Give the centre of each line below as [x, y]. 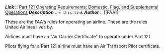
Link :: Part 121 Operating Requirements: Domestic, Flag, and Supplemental [82, 7]
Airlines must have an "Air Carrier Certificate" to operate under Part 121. [78, 37]
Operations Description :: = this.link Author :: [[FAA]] [62, 12]
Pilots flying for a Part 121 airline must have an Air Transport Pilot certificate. [83, 46]
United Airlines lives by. [29, 27]
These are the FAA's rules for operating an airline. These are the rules [76, 22]
